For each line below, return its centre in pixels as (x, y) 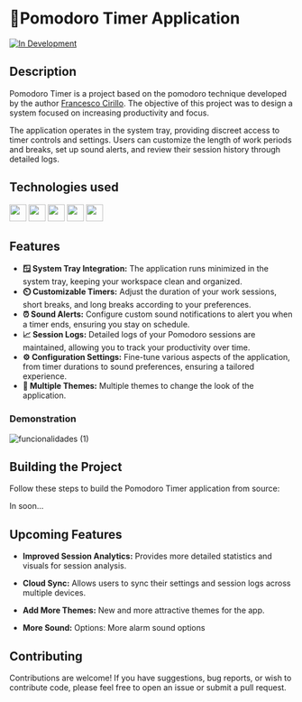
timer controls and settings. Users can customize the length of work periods (151, 140)
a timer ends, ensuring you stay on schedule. (106, 325)
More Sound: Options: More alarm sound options (114, 628)
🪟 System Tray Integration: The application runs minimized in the (145, 269)
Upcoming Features (66, 535)
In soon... (27, 506)
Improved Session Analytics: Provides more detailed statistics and (147, 556)
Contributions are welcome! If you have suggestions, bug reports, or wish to (151, 678)
